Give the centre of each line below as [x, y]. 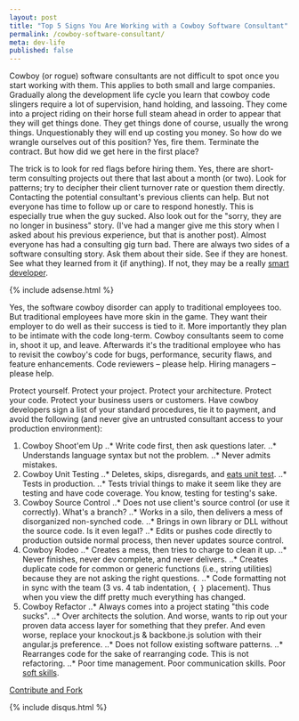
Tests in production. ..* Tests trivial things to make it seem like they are [152, 484]
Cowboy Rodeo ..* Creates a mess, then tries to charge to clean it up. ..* [154, 550]
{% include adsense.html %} [61, 290]
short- [262, 169]
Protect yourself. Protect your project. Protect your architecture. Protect [141, 391]
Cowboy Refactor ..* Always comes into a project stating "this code [145, 607]
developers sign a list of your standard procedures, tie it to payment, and [143, 409]
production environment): [56, 429]
